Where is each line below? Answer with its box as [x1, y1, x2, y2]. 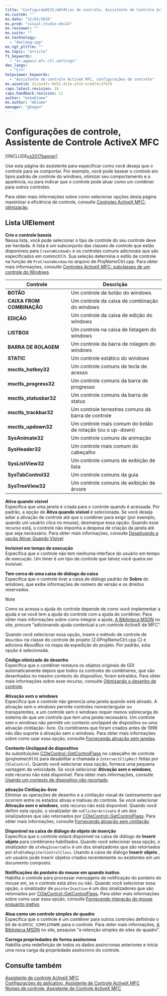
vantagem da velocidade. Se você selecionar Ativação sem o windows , [5, 766, 153, 772]
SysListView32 [7, 460, 45, 467]
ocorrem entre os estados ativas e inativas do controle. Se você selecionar [5, 797, 158, 803]
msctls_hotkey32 [7, 366, 50, 373]
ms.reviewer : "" [5, 26, 39, 31]
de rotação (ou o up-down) [71, 426, 136, 433]
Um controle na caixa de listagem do [71, 326, 157, 333]
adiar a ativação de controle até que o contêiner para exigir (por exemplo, [5, 514, 156, 520]
